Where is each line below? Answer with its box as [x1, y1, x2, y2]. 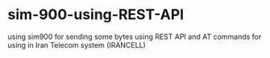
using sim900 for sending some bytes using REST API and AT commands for [7, 32, 262, 41]
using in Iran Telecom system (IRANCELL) [7, 40, 146, 49]
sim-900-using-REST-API [7, 6, 185, 24]
